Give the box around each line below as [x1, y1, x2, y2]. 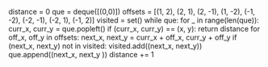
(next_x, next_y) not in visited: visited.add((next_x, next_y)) [8, 41, 203, 51]
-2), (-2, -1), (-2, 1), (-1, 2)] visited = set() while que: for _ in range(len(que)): [8, 15, 260, 25]
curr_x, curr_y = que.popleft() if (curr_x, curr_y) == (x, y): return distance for [8, 24, 261, 33]
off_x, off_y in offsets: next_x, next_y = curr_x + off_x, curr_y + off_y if [8, 32, 237, 42]
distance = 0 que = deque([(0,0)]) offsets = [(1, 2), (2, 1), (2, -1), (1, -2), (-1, [8, 7, 256, 16]
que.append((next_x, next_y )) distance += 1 [8, 50, 155, 59]
